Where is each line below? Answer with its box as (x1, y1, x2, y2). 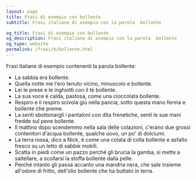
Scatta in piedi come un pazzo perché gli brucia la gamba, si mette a (14, 148, 181, 155)
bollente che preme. (14, 105, 63, 112)
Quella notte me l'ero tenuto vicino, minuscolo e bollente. (14, 80, 153, 87)
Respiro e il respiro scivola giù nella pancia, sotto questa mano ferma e (14, 99, 186, 106)
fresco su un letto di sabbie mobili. (14, 142, 99, 150)
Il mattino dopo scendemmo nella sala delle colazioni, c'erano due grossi (14, 124, 191, 131)
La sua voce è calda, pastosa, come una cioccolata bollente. (14, 92, 161, 100)
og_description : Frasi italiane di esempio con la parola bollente (6, 36, 177, 42)
